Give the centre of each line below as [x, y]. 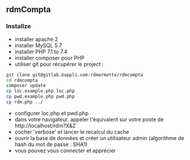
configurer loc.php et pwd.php [51, 113]
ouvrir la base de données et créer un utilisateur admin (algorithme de [99, 138]
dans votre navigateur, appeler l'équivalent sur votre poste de [89, 119]
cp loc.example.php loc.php [41, 91]
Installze [19, 26]
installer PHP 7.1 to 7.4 [41, 52]
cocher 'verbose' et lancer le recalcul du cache [72, 132]
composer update [26, 86]
